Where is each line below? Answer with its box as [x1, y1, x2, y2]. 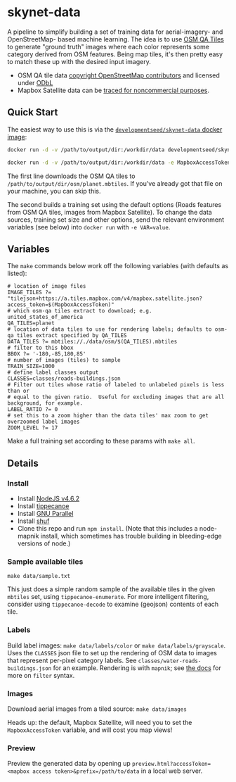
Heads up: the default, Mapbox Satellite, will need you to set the [7, 718, 192, 726]
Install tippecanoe [17, 502, 70, 510]
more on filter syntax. [7, 671, 75, 679]
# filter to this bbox [7, 344, 74, 352]
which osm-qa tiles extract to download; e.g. [13, 308, 152, 315]
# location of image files [7, 283, 86, 290]
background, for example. [7, 400, 83, 407]
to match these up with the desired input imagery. [7, 57, 151, 65]
